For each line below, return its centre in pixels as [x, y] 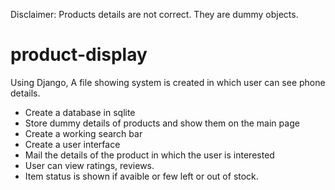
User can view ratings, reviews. [89, 165]
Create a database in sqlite [80, 112]
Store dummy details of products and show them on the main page [162, 123]
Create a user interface [72, 144]
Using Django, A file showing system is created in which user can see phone [168, 82]
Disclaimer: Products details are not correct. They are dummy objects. [154, 14]
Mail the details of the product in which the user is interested [149, 155]
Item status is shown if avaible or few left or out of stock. [141, 176]
